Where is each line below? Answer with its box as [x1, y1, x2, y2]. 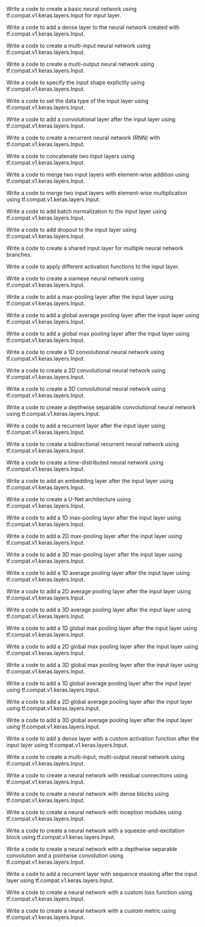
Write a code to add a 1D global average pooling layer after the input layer [6, 680, 192, 687]
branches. [6, 251, 32, 258]
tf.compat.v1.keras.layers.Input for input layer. [6, 12, 121, 19]
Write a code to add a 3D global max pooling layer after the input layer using [6, 661, 198, 668]
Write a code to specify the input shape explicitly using [6, 79, 145, 86]
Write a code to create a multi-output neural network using [6, 61, 155, 67]
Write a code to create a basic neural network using [6, 6, 137, 12]
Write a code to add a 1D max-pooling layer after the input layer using [6, 514, 181, 521]
